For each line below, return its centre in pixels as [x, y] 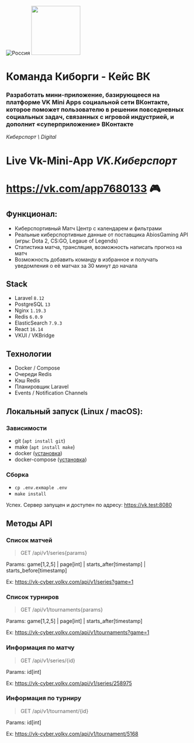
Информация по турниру [44, 698]
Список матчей [29, 540]
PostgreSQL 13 [32, 304]
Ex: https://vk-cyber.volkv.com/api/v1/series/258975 [69, 683]
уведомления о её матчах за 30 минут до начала [76, 265]
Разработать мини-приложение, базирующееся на [83, 95]
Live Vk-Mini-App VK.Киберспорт [91, 161]
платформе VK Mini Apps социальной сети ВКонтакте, [88, 103]
